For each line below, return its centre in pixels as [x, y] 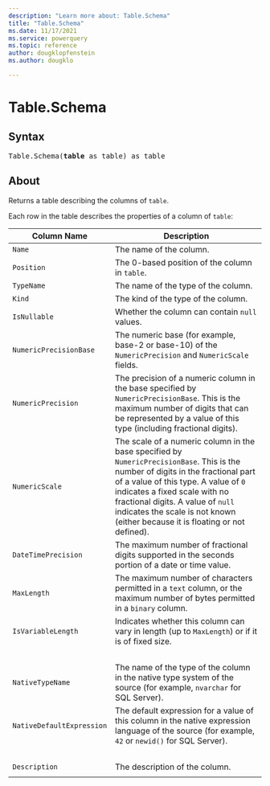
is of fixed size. [143, 641]
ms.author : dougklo [41, 61]
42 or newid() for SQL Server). [172, 740]
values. [129, 321]
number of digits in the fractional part [185, 471]
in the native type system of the [175, 678]
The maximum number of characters [184, 578]
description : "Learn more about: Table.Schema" [90, 16]
